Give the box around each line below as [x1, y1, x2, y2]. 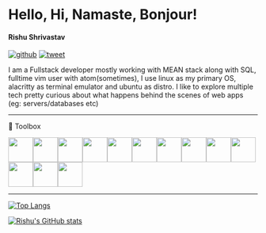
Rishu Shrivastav [8, 32, 66, 41]
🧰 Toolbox [8, 121, 41, 132]
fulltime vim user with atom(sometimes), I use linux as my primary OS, [8, 74, 237, 83]
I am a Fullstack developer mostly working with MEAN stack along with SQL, [8, 65, 256, 74]
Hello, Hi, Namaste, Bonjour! [8, 6, 198, 24]
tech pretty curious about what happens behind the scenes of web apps [8, 90, 244, 100]
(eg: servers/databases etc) [8, 99, 99, 109]
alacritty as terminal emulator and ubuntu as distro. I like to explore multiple [8, 82, 253, 92]
